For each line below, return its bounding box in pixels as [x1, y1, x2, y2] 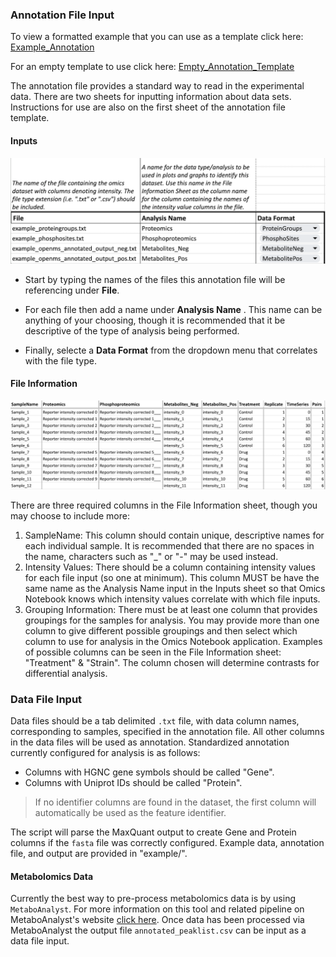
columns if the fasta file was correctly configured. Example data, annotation [10, 837, 325, 849]
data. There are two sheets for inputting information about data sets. [10, 91, 292, 103]
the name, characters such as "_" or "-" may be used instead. [24, 550, 279, 562]
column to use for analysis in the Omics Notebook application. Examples [24, 635, 323, 647]
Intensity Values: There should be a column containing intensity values [24, 561, 316, 573]
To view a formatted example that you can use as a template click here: [10, 31, 304, 43]
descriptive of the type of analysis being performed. [24, 324, 240, 337]
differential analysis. [24, 667, 108, 679]
